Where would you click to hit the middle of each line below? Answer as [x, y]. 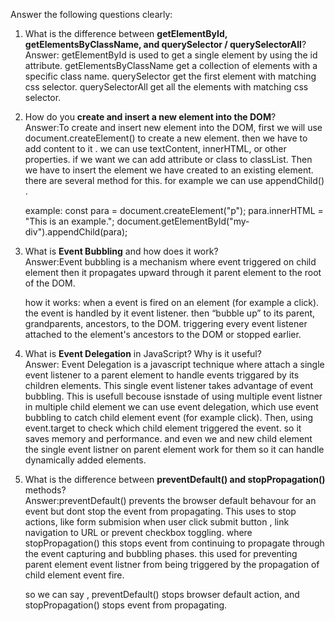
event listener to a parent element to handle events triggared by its [162, 375]
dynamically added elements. [85, 460]
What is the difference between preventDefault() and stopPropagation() [175, 479]
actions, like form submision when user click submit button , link [157, 522]
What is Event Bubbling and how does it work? [121, 251]
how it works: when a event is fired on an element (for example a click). [172, 302]
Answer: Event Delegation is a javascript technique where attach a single [174, 364]
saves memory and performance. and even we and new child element [168, 438]
